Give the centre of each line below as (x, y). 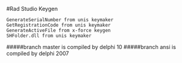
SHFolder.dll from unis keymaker (49, 36)
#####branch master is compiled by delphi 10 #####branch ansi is (91, 47)
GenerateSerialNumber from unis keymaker (60, 20)
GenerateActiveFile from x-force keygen (59, 30)
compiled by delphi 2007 (38, 53)
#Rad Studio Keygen (32, 9)
